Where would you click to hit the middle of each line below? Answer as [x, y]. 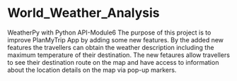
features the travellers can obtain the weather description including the [111, 47]
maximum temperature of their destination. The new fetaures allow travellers [118, 55]
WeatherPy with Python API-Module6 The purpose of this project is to [109, 32]
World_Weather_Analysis [84, 13]
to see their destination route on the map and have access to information [113, 62]
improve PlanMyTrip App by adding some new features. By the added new [116, 39]
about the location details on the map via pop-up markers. [92, 70]
